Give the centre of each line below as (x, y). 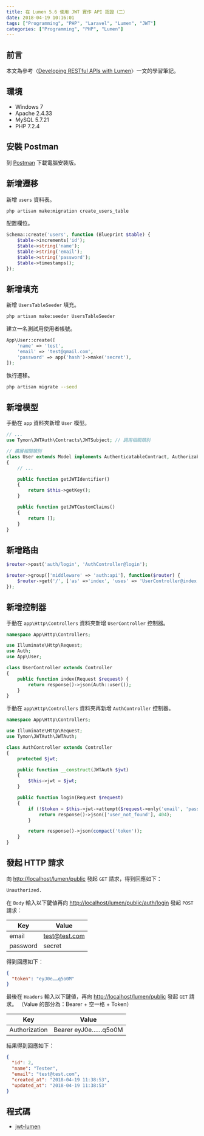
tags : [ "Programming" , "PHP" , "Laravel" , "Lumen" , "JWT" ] (81, 23)
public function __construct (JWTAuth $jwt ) (73, 769)
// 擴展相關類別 (24, 451)
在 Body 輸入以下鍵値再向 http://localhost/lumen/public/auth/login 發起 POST (100, 903)
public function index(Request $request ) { (73, 679)
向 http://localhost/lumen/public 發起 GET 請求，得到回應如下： (84, 878)
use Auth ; (19, 651)
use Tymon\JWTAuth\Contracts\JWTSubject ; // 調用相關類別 (78, 440)
